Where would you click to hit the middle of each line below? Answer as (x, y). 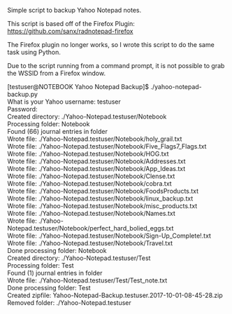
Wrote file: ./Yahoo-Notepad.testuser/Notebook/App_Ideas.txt (96, 169)
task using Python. (34, 52)
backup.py (23, 94)
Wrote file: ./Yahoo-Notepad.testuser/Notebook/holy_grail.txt (95, 139)
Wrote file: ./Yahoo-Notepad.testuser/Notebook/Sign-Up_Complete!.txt (109, 235)
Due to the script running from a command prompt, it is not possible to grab (116, 66)
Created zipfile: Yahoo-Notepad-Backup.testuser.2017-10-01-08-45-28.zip (115, 295)
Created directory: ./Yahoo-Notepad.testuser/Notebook (87, 116)
